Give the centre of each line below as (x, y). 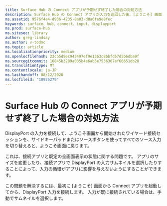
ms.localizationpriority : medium (40, 51)
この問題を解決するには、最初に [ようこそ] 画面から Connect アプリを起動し (83, 185)
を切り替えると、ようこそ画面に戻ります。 (49, 145)
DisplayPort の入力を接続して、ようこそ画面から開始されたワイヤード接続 (81, 133)
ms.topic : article (24, 47)
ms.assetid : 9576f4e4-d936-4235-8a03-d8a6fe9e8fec (59, 19)
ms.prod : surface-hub (28, 28)
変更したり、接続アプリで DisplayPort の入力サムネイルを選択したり (88, 162)
